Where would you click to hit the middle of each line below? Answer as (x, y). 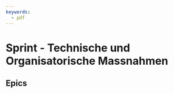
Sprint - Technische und (68, 48)
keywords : (18, 12)
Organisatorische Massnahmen (87, 61)
